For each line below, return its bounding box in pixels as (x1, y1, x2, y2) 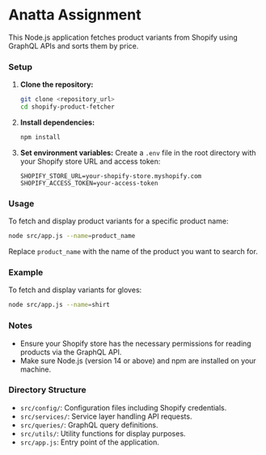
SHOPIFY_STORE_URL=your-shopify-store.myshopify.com (19, 172, 202, 180)
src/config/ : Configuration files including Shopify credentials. (19, 402, 227, 412)
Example (8, 266, 44, 278)
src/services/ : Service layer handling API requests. (19, 411, 192, 421)
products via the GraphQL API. (19, 347, 122, 357)
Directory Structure (8, 385, 87, 396)
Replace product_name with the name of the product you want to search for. (8, 247, 259, 257)
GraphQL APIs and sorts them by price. (8, 40, 139, 50)
